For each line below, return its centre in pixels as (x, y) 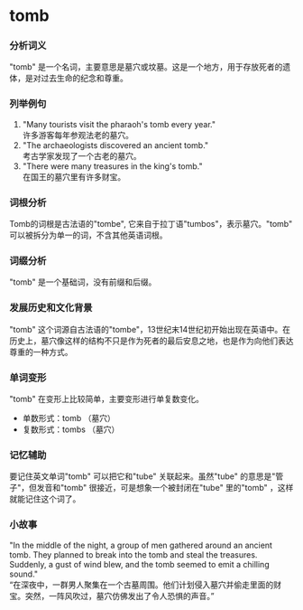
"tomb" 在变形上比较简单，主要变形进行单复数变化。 (107, 399)
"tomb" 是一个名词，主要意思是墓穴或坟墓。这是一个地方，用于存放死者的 (146, 67)
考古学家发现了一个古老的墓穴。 (82, 155)
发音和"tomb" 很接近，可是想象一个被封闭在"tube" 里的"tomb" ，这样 (165, 488)
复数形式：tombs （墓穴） (71, 429)
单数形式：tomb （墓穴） (69, 418)
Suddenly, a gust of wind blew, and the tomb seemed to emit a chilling (139, 564)
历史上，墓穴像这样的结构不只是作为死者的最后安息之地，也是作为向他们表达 (151, 341)
